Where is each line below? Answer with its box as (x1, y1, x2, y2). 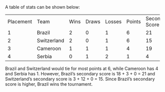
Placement (7, 18, 32, 25)
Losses (105, 18, 122, 25)
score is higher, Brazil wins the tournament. (5, 81, 93, 87)
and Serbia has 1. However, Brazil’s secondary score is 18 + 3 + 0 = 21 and (5, 71, 156, 76)
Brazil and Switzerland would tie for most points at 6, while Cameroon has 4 (5, 66, 159, 71)
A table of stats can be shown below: (5, 4, 80, 10)
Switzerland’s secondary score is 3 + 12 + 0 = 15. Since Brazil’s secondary (5, 76, 155, 82)
